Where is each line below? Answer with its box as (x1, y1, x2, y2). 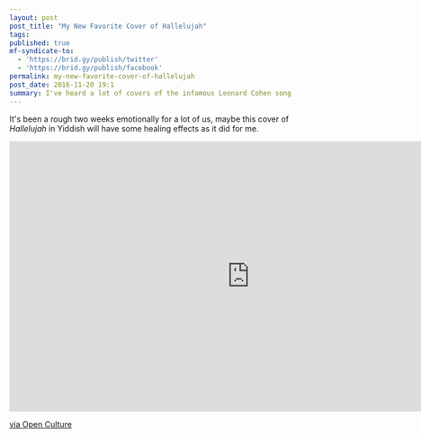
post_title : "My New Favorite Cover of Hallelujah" (9, 22, 207, 31)
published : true (9, 38, 70, 48)
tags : (9, 30, 30, 39)
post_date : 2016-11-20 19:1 (9, 80, 115, 89)
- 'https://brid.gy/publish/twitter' (17, 55, 159, 64)
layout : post (9, 13, 58, 23)
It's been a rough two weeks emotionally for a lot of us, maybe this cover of (9, 114, 290, 124)
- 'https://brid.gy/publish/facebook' (17, 64, 164, 73)
